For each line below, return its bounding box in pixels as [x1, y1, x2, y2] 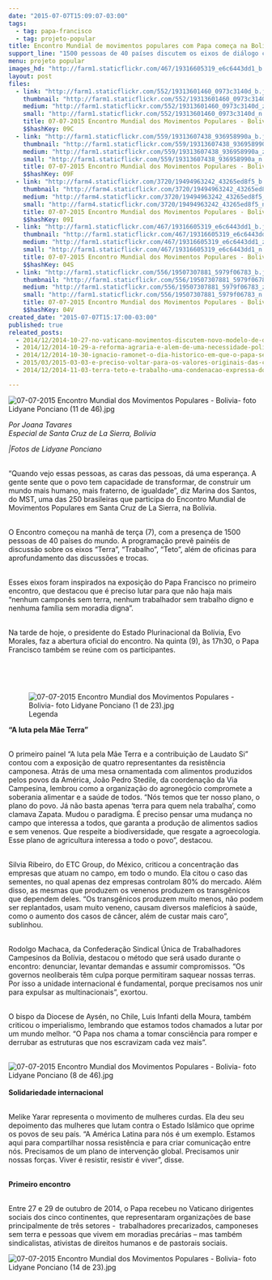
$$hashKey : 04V [23, 306, 74, 314]
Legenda [28, 708, 58, 718]
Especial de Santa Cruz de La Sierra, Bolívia [8, 428, 156, 438]
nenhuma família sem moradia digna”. [8, 603, 134, 613]
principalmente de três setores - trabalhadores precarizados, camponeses [8, 1221, 259, 1231]
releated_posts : [8, 328, 63, 336]
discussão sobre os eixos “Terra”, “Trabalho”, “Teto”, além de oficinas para [8, 544, 257, 554]
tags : [8, 19, 27, 28]
